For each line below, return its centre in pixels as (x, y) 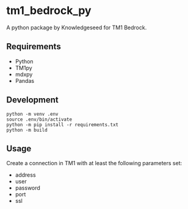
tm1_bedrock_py (49, 11)
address (25, 175)
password (28, 188)
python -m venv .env (33, 114)
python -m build (27, 130)
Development (33, 100)
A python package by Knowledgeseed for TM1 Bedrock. (77, 27)
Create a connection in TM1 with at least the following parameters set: (94, 163)
